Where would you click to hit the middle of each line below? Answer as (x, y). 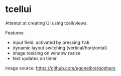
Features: (15, 32)
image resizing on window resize (46, 53)
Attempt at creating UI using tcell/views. (46, 23)
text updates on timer (35, 58)
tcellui (18, 9)
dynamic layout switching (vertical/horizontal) (60, 47)
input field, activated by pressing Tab (51, 42)
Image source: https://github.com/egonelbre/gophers (60, 68)
